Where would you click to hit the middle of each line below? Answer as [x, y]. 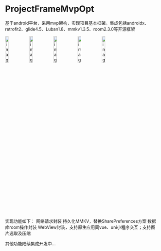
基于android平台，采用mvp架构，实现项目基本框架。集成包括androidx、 [77, 23]
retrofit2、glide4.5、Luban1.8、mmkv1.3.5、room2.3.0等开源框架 [70, 29]
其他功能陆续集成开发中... [30, 243]
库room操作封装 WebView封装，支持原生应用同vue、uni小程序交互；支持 [78, 227]
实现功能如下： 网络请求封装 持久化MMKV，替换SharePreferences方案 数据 [81, 221]
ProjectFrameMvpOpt [50, 9]
